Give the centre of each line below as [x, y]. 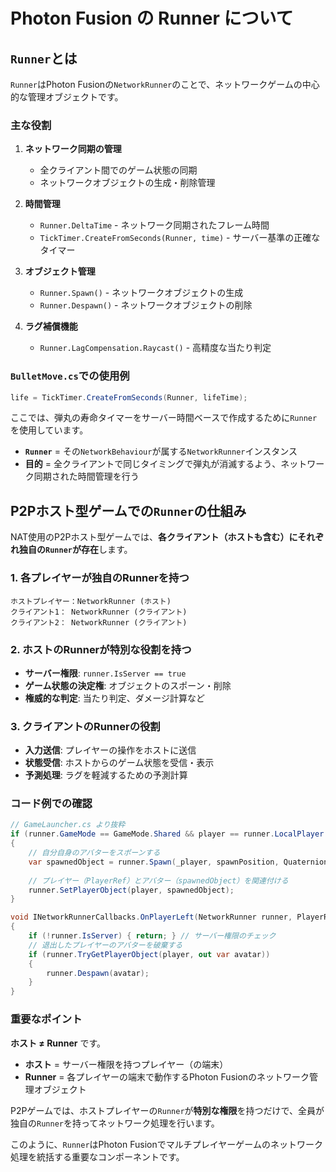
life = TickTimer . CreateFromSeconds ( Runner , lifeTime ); [129, 397]
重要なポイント [46, 1019]
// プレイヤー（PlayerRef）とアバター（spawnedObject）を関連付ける [158, 880]
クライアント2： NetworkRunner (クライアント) [99, 622]
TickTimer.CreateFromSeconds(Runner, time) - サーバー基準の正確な [180, 238]
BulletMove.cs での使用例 [70, 376]
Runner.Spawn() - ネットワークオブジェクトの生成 [141, 293]
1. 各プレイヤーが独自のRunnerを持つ [100, 578]
